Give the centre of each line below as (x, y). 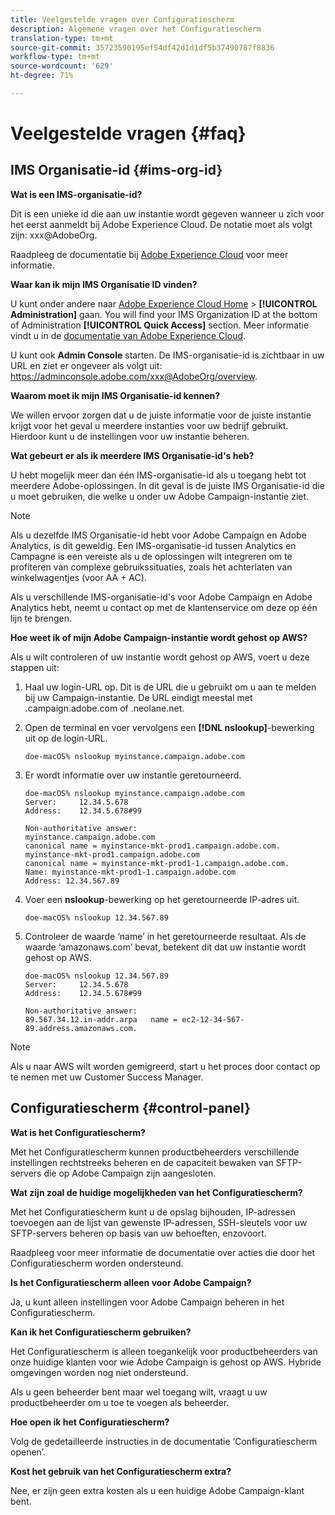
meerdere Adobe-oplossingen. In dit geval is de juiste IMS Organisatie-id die (167, 485)
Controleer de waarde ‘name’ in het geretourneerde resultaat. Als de (165, 936)
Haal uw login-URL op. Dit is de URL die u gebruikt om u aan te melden (170, 687)
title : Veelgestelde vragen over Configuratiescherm (122, 19)
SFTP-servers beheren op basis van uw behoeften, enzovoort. (138, 1233)
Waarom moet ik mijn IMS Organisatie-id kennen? (115, 395)
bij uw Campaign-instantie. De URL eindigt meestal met (138, 697)
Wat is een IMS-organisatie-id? (76, 194)
